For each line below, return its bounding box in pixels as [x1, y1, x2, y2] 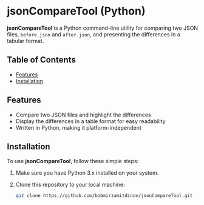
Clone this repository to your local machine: [15, 181, 125, 189]
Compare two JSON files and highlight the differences [15, 111, 151, 118]
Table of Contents [7, 55, 76, 65]
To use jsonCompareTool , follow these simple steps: [7, 158, 139, 165]
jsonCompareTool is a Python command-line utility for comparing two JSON [7, 24, 199, 32]
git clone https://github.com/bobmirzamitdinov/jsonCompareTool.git [15, 193, 193, 199]
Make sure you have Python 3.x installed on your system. [15, 169, 159, 176]
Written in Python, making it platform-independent [15, 124, 141, 131]
